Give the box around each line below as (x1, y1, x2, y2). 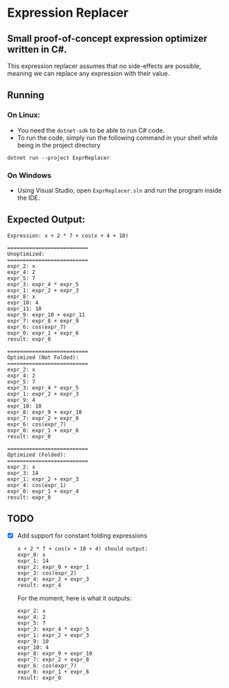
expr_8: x (7, 293, 36, 300)
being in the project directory (17, 141, 101, 149)
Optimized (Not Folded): (7, 353, 79, 361)
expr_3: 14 (7, 470, 39, 477)
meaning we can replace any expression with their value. (7, 70, 170, 77)
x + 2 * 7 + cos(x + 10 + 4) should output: (17, 545, 149, 552)
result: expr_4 (17, 582, 62, 589)
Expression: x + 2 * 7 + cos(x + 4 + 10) (7, 232, 129, 239)
